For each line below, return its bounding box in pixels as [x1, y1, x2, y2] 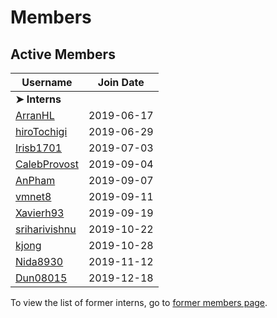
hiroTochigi [15, 125, 68, 138]
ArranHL [15, 109, 55, 122]
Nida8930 [15, 255, 64, 268]
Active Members [10, 46, 116, 63]
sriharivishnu [15, 222, 77, 236]
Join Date [97, 76, 145, 89]
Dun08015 [15, 271, 68, 285]
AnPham [15, 174, 56, 187]
